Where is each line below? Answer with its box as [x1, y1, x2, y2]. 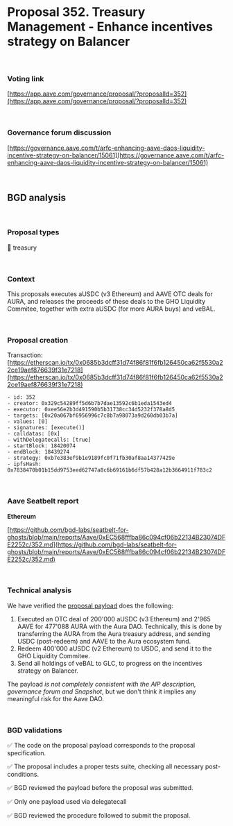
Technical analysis [7, 585, 71, 595]
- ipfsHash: [7, 461, 42, 468]
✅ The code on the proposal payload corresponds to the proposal [7, 741, 196, 750]
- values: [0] [7, 418, 49, 425]
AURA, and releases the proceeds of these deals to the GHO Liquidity [7, 297, 206, 305]
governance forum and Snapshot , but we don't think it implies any [7, 687, 196, 696]
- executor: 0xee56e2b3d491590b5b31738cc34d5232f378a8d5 [7, 406, 175, 413]
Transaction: [7, 351, 43, 359]
